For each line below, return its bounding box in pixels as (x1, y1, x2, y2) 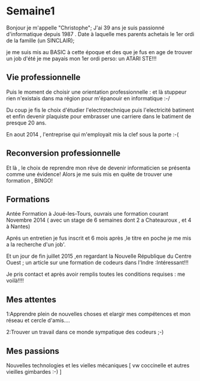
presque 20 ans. (6, 119, 47, 126)
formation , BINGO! (6, 177, 53, 184)
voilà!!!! (6, 277, 24, 284)
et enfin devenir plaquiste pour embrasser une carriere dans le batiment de (6, 112, 192, 120)
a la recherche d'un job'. (6, 241, 66, 248)
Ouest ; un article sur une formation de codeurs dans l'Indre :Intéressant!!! (6, 259, 189, 266)
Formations (6, 194, 50, 204)
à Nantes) (6, 223, 31, 230)
